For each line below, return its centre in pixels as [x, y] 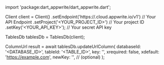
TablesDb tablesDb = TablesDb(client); [45, 37]
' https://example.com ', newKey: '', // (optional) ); [55, 57]
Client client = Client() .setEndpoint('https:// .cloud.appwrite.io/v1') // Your [81, 17]
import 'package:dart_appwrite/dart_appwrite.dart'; [58, 7]
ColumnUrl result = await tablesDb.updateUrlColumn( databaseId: [73, 46]
